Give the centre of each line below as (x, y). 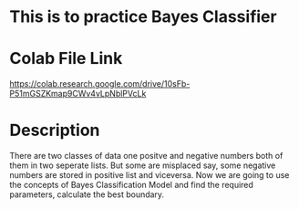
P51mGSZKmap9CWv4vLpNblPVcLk (78, 94)
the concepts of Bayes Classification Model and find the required (131, 185)
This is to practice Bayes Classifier (143, 17)
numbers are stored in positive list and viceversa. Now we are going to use (149, 175)
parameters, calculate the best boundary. (87, 194)
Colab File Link (66, 59)
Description (55, 131)
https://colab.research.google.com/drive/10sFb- (100, 84)
